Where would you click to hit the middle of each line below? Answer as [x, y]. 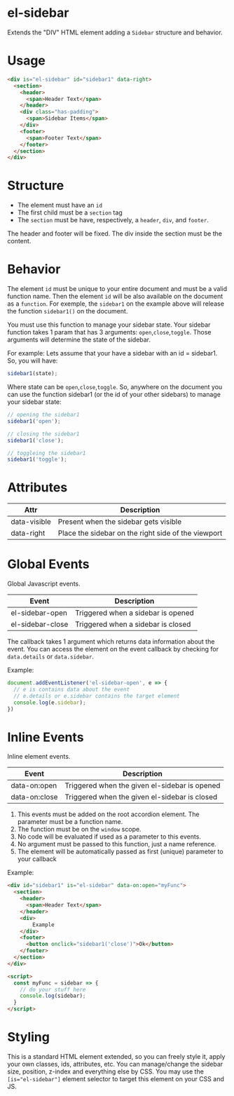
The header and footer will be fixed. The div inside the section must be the [115, 234]
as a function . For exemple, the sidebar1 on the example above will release [116, 304]
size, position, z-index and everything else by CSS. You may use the [106, 1071]
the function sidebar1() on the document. [68, 311]
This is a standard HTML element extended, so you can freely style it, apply [116, 1056]
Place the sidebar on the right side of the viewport [140, 533]
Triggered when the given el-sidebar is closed [141, 797]
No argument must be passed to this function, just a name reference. [117, 844]
